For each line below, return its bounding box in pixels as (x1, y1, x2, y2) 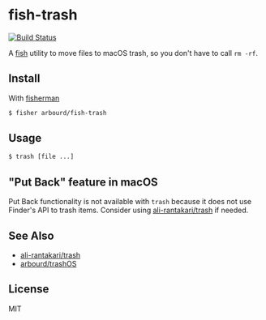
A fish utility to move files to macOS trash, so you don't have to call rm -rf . (8, 48, 258, 58)
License (8, 282, 49, 297)
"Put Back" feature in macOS (8, 175, 158, 189)
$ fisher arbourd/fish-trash (8, 109, 107, 117)
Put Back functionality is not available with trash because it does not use (8, 197, 252, 207)
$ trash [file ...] (8, 152, 75, 161)
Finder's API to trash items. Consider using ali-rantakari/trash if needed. (8, 205, 249, 215)
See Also (8, 228, 54, 242)
